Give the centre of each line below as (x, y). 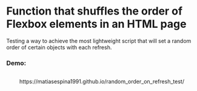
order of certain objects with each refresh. (59, 47)
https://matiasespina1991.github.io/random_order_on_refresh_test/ (102, 82)
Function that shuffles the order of (95, 11)
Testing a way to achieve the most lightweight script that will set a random (99, 41)
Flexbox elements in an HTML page (96, 24)
